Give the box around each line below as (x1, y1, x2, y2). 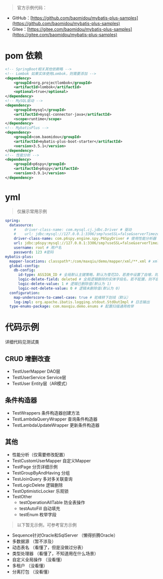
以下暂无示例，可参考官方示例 (16, 522, 77, 527)
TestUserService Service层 (12, 375, 66, 380)
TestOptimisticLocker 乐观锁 (12, 488, 69, 494)
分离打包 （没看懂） (12, 569, 52, 575)
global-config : (9, 263, 40, 268)
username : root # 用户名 (14, 245, 62, 250)
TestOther (12, 493, 33, 499)
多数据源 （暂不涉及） (12, 538, 56, 544)
